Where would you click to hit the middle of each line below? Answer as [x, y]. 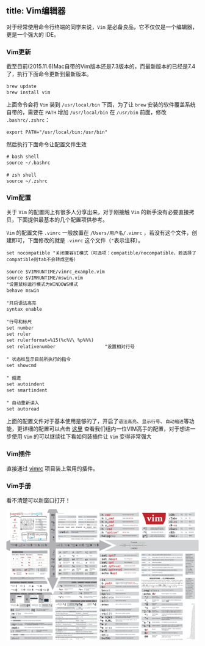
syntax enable [24, 310]
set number [20, 328]
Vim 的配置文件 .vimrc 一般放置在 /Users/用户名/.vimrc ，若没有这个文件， [99, 233]
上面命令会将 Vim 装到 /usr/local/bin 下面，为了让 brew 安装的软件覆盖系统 [101, 105]
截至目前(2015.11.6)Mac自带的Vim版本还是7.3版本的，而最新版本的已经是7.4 [101, 67]
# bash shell [23, 157]
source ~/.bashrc [28, 163]
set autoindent [26, 384]
